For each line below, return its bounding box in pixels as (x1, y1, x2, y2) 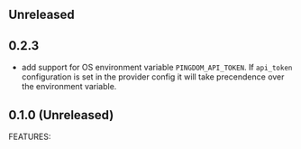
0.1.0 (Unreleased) (8, 107, 114, 123)
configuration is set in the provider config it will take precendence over (21, 71, 285, 82)
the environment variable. (21, 81, 117, 92)
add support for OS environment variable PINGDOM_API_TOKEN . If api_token (21, 62, 293, 73)
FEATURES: (8, 131, 51, 143)
